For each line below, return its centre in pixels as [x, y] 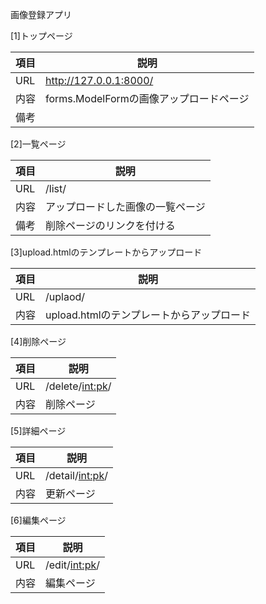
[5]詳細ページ [38, 431]
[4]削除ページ [38, 341]
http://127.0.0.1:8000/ [99, 80]
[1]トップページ [41, 36]
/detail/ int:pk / [76, 475]
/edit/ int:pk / [72, 565]
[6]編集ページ [38, 520]
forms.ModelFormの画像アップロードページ [147, 98]
